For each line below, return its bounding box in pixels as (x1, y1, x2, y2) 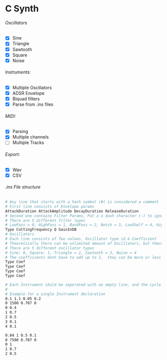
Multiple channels (12, 134, 49, 140)
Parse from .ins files (12, 101, 54, 107)
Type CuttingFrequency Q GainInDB (5, 227, 77, 232)
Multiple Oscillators (12, 84, 52, 90)
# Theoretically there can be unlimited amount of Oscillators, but (5, 241, 150, 246)
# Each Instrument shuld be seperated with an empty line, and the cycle (5, 282, 162, 287)
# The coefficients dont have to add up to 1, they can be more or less (5, 255, 162, 260)
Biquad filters (12, 96, 40, 102)
